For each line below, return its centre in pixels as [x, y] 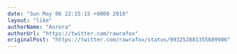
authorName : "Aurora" [39, 27]
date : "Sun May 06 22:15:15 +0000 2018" [68, 14]
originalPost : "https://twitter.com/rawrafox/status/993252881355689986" [119, 40]
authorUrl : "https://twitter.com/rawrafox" [73, 33]
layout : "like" [30, 20]
